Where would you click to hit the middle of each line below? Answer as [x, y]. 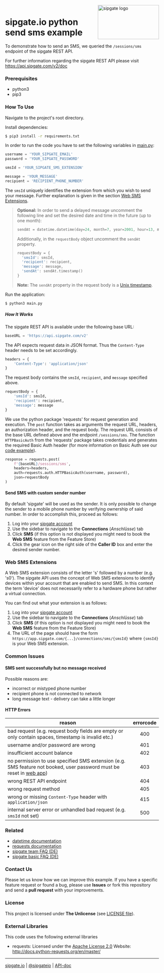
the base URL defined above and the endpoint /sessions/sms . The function [80, 435]
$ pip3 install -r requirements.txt [42, 136]
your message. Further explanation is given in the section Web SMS [73, 195]
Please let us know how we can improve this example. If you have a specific [81, 880]
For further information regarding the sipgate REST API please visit [72, 61]
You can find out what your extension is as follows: [56, 603]
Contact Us [19, 869]
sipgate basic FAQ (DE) [35, 857]
